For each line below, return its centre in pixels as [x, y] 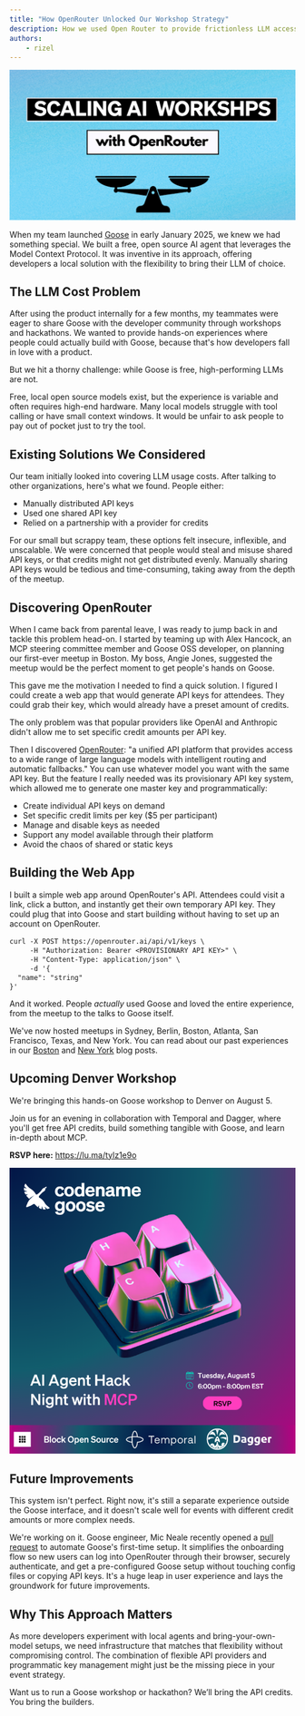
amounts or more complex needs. [72, 1520]
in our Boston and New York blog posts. [84, 1050]
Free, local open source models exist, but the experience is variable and [144, 397]
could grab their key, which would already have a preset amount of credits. [149, 704]
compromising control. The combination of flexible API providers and [138, 1655]
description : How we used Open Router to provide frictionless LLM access [154, 29]
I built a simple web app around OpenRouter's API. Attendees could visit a [148, 895]
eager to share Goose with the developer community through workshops [145, 323]
